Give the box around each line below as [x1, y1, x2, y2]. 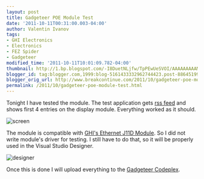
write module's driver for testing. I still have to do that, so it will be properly [6, 136, 194, 143]
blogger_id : [6, 71, 36, 77]
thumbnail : [6, 65, 34, 72]
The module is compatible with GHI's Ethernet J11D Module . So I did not [6, 129, 186, 136]
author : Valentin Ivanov [6, 26, 69, 32]
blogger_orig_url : [6, 77, 53, 83]
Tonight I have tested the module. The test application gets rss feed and [6, 99, 186, 107]
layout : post [6, 9, 39, 15]
